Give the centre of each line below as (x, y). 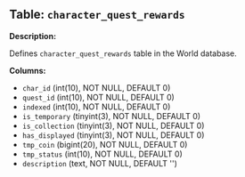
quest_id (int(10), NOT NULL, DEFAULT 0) (98, 97)
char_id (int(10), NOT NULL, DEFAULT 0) (96, 87)
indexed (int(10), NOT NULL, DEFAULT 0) (96, 107)
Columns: (28, 70)
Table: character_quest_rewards (97, 15)
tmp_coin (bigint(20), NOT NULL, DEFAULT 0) (105, 144)
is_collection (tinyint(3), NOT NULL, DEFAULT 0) (113, 125)
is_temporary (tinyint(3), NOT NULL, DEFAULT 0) (111, 116)
